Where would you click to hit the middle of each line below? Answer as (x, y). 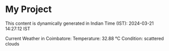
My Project (29, 9)
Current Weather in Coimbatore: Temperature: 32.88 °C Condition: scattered (84, 38)
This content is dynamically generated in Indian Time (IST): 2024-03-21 (79, 23)
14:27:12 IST (18, 28)
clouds (12, 43)
